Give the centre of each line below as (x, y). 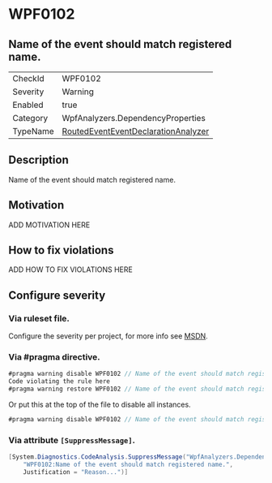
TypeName (33, 131)
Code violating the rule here (59, 382)
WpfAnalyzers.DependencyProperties (134, 118)
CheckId (28, 78)
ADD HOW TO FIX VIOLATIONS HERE (71, 270)
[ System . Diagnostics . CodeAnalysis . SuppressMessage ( (97, 457)
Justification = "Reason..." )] (76, 472)
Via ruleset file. (39, 318)
